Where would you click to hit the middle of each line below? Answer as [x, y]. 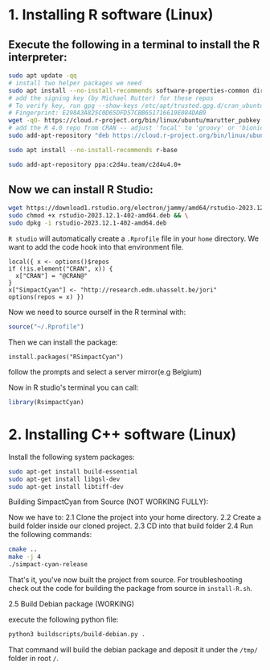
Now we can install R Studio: [81, 190]
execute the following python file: [63, 619]
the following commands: [50, 535]
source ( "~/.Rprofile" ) [46, 327]
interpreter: [38, 57]
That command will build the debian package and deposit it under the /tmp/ [133, 649]
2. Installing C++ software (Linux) [123, 434]
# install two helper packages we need [75, 83]
